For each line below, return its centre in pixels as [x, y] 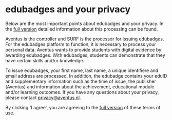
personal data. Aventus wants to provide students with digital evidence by [83, 50]
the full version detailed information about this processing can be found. [82, 29]
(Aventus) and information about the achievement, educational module [80, 87]
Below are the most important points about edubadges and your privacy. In [84, 23]
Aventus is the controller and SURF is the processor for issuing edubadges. [85, 39]
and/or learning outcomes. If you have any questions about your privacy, [82, 92]
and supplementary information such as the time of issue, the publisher [81, 81]
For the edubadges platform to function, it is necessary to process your [81, 44]
